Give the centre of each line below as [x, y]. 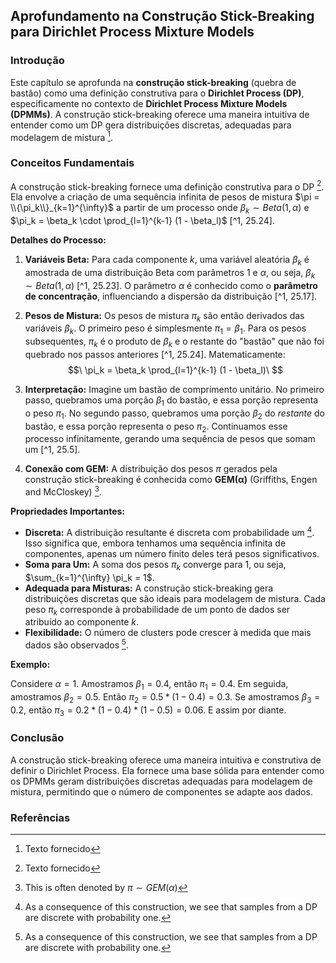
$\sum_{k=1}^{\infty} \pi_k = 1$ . [89, 577]
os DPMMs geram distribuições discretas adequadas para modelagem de [161, 781]
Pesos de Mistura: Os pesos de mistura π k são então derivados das [164, 316]
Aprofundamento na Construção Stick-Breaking [162, 16]
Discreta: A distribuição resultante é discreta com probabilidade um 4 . [169, 531]
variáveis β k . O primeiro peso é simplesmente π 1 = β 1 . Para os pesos [165, 329]
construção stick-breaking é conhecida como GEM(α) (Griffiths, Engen [171, 480]
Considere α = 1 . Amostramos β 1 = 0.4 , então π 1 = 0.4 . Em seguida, [149, 685]
